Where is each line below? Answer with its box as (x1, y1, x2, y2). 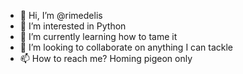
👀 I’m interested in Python (19, 20, 127, 32)
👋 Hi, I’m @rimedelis (19, 10, 103, 21)
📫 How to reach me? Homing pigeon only (19, 53, 193, 64)
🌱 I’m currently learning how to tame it (19, 31, 178, 42)
